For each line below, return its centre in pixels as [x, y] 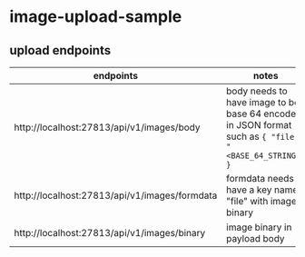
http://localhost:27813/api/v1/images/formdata [116, 195]
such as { [246, 136]
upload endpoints [60, 50]
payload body [256, 238]
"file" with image [261, 201]
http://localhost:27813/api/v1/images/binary [110, 233]
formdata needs [261, 178]
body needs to [257, 91]
